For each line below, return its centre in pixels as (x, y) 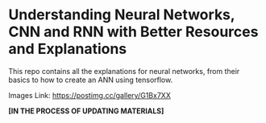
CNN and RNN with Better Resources (133, 32)
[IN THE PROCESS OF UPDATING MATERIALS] (86, 111)
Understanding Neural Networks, (122, 15)
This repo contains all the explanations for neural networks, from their (124, 71)
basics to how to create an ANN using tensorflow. (91, 80)
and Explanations (68, 49)
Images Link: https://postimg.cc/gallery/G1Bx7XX (89, 95)
